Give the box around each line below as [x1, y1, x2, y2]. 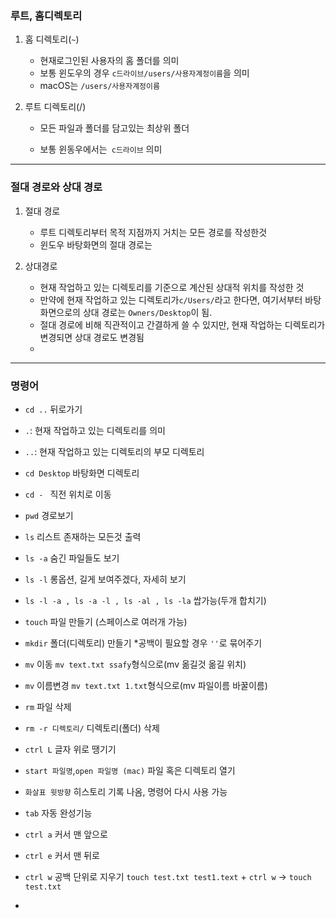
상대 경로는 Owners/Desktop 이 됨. [82, 306, 213, 318]
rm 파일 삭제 [24, 700, 72, 712]
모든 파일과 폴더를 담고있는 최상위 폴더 [39, 122, 190, 134]
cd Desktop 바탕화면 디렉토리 [24, 467, 140, 479]
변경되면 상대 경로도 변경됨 [39, 331, 145, 343]
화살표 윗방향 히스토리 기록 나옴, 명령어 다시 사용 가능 [24, 785, 228, 797]
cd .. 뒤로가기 [24, 403, 83, 415]
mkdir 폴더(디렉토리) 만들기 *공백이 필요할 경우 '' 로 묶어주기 [24, 637, 263, 649]
